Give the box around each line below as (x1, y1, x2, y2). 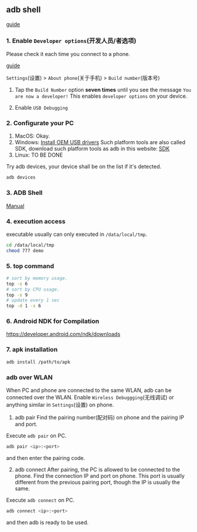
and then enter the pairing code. (6, 454, 85, 461)
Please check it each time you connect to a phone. (6, 51, 130, 58)
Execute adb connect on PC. (6, 496, 75, 503)
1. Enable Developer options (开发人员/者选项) (6, 36, 137, 45)
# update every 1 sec (6, 297, 60, 303)
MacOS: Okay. (14, 132, 51, 139)
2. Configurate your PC (6, 119, 74, 127)
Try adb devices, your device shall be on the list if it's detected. (6, 163, 162, 170)
